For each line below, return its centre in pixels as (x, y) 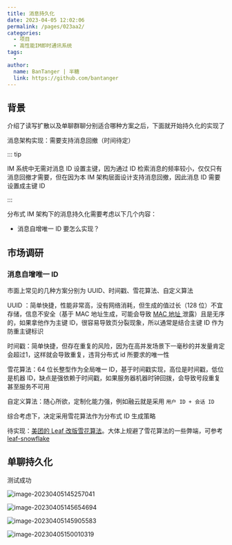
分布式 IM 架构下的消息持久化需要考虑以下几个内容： (82, 214)
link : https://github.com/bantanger (66, 78)
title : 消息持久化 (31, 14)
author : (18, 65)
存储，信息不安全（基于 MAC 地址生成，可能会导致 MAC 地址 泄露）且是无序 (116, 314)
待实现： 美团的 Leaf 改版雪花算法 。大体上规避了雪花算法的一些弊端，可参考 (115, 431)
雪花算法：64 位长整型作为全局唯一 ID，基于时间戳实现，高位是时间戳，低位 (116, 369)
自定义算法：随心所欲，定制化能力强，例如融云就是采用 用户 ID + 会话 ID (111, 401)
